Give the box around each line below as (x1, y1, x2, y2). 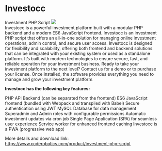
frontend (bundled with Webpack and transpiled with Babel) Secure (5, 100, 140, 106)
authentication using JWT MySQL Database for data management (5, 105, 137, 111)
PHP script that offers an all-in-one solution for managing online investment (5, 35, 156, 41)
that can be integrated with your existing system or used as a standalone (5, 50, 150, 56)
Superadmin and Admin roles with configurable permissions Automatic (5, 110, 146, 117)
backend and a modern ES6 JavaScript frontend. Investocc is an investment (5, 30, 157, 35)
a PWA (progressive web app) (5, 126, 65, 132)
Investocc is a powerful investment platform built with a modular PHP (5, 25, 143, 31)
